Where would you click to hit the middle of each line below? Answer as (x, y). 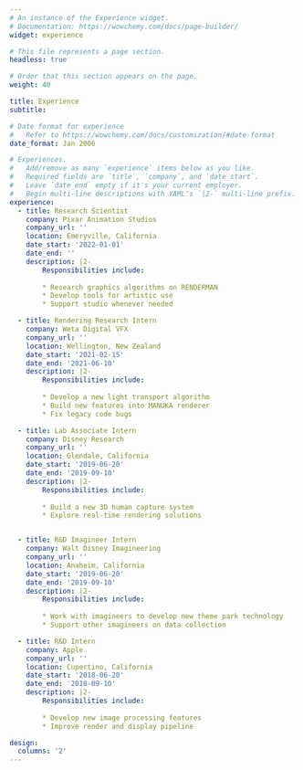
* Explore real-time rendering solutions (122, 516)
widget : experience (47, 35)
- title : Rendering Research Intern (87, 321)
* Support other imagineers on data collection (134, 625)
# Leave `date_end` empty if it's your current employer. (126, 185)
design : (24, 743)
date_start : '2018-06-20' (75, 675)
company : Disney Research (75, 439)
